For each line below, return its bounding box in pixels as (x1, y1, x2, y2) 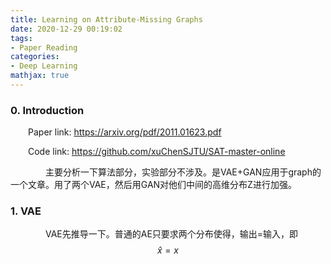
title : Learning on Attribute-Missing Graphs (10, 14, 203, 25)
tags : (10, 33, 33, 43)
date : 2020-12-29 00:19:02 (10, 24, 123, 34)
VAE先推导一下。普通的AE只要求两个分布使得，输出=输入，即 (45, 228, 299, 240)
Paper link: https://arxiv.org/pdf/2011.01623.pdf (28, 126, 222, 138)
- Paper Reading (10, 42, 78, 53)
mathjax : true (10, 71, 70, 81)
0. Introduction (10, 103, 85, 117)
